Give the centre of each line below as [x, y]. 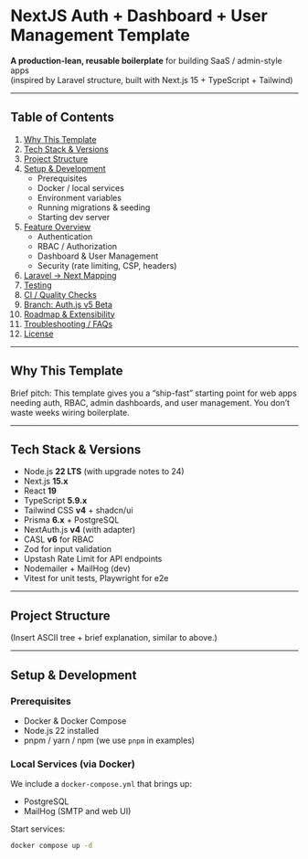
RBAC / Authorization [77, 246]
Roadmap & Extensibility [69, 314]
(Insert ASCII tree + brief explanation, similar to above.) [114, 638]
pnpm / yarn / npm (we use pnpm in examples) [109, 740]
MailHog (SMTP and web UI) [77, 811]
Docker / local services [80, 187]
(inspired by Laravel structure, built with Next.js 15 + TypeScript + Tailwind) [152, 80]
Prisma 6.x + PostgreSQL [71, 520]
